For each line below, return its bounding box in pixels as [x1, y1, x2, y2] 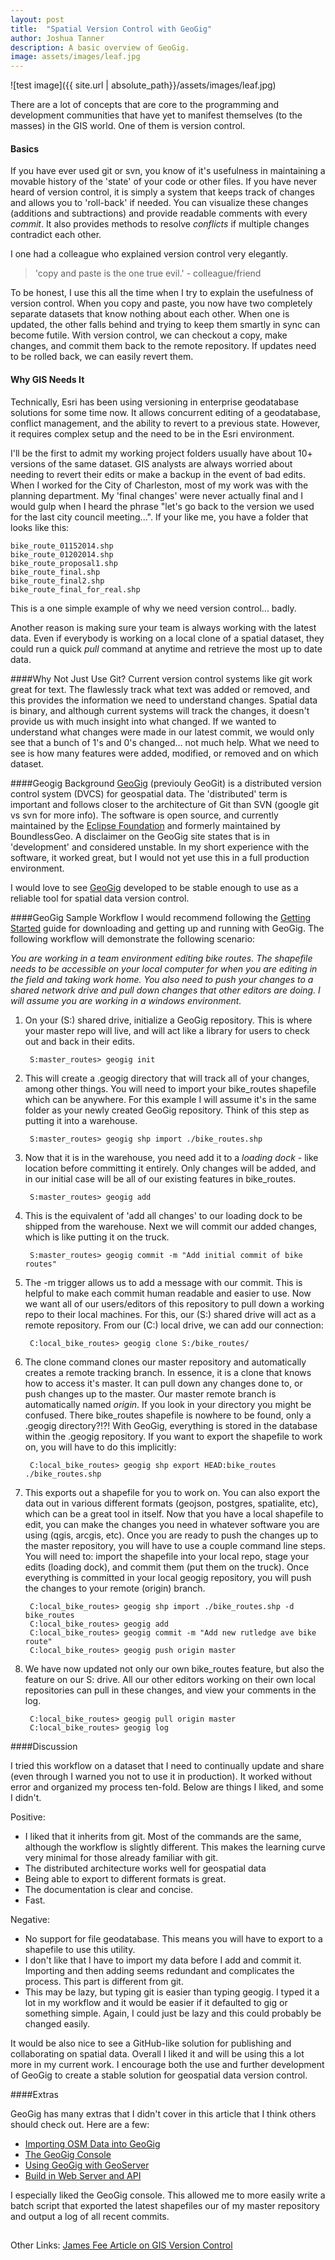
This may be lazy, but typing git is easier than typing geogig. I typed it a [24, 1986, 320, 1998]
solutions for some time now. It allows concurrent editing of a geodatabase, [10, 406, 321, 418]
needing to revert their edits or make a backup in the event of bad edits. [10, 468, 306, 480]
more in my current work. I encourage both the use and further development [10, 2058, 325, 2070]
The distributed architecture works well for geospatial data [24, 1862, 267, 1874]
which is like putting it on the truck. [24, 1231, 170, 1243]
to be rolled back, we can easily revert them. [10, 351, 194, 363]
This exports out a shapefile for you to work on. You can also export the [24, 1486, 321, 1498]
